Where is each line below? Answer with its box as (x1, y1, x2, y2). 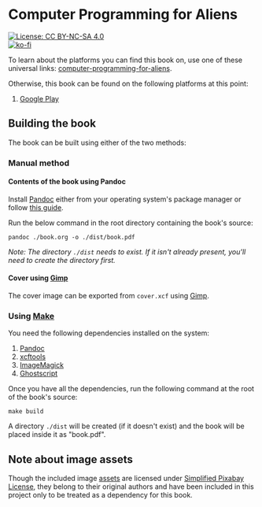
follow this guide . (8, 202, 65, 212)
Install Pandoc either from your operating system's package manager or (8, 194, 242, 204)
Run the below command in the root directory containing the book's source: (8, 218, 253, 228)
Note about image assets (8, 453, 134, 466)
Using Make (8, 311, 55, 321)
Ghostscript (19, 368, 58, 379)
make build (8, 408, 44, 416)
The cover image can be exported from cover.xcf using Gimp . (8, 291, 210, 301)
